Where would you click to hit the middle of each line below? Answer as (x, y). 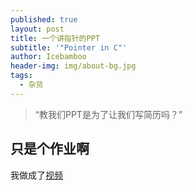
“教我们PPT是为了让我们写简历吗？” (108, 114)
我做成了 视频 (36, 175)
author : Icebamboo (48, 57)
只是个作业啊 (50, 149)
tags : (21, 76)
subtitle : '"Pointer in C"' (69, 47)
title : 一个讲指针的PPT (55, 38)
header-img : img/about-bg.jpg (73, 66)
